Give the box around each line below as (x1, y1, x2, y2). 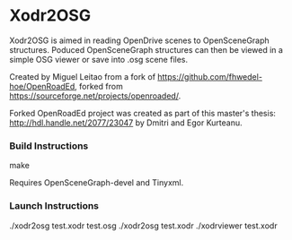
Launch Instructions (9, 200, 100, 212)
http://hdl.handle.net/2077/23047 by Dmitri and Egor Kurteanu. (9, 117, 243, 128)
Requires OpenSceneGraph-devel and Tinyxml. (9, 177, 184, 188)
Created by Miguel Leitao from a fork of (9, 71, 155, 81)
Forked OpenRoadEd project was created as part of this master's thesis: (9, 107, 277, 118)
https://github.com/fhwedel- (156, 71, 263, 81)
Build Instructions (9, 140, 89, 152)
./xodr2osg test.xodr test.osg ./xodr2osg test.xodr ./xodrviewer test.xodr (9, 220, 278, 231)
